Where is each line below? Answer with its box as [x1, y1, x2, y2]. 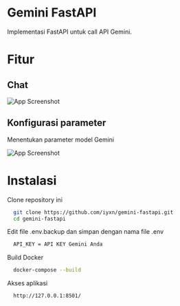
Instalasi [7, 173, 57, 188]
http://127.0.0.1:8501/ [13, 292, 81, 300]
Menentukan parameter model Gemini [7, 135, 115, 144]
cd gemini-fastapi [13, 215, 67, 222]
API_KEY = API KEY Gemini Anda [13, 241, 103, 248]
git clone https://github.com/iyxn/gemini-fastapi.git [13, 208, 174, 216]
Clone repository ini [7, 195, 63, 204]
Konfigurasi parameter [7, 117, 106, 129]
